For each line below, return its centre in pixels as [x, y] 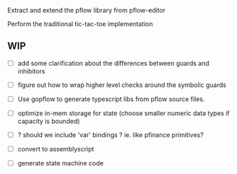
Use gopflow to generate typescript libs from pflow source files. [111, 99]
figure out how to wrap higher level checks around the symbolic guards [122, 85]
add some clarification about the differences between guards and [113, 63]
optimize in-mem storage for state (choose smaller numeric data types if [123, 113]
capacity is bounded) [49, 121]
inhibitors [31, 71]
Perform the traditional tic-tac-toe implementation [80, 24]
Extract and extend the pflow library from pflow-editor [87, 10]
